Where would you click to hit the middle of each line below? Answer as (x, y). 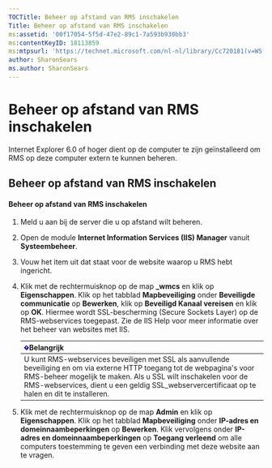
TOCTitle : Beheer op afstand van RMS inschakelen (94, 17)
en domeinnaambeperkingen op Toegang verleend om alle (142, 437)
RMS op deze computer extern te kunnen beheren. (93, 157)
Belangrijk (47, 347)
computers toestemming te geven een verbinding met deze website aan (140, 446)
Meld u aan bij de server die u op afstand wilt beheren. (111, 222)
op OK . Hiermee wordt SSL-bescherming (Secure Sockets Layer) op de (139, 312)
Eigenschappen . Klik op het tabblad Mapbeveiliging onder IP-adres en (139, 420)
